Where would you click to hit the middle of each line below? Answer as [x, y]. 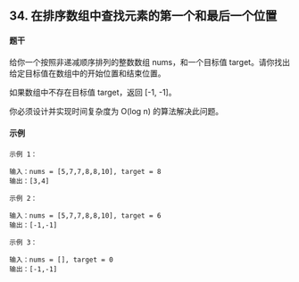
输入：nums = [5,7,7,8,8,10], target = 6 [85, 216]
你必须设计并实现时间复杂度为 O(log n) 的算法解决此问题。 [116, 111]
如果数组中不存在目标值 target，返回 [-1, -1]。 [93, 92]
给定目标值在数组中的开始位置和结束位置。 [87, 73]
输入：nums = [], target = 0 [62, 260]
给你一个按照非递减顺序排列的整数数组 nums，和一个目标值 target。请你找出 [149, 62]
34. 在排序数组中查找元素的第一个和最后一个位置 [143, 16]
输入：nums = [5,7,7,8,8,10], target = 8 [85, 171]
